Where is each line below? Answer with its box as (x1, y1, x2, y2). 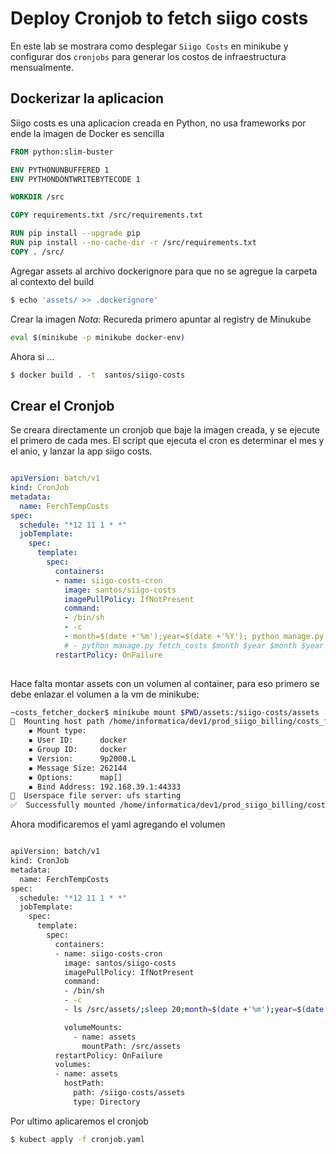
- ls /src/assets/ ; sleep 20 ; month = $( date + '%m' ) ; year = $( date (63, 1005, 325, 1015)
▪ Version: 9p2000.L (28, 753, 137, 764)
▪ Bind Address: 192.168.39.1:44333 (28, 782, 182, 792)
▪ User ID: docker (28, 735, 128, 746)
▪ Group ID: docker (28, 745, 128, 755)
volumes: (54, 1060, 92, 1070)
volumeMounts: (63, 1022, 123, 1032)
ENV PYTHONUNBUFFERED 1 (10, 165, 110, 175)
